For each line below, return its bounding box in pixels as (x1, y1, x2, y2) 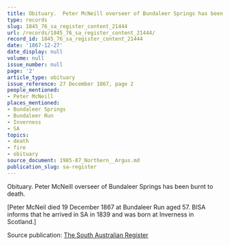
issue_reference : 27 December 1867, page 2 (7, 80, 134, 87)
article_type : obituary (7, 74, 76, 81)
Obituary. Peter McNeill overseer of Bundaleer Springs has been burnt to (7, 182, 213, 190)
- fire (7, 144, 26, 151)
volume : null (7, 55, 45, 62)
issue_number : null (7, 61, 63, 68)
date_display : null (7, 49, 63, 56)
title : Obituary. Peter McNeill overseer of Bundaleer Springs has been (7, 10, 224, 17)
